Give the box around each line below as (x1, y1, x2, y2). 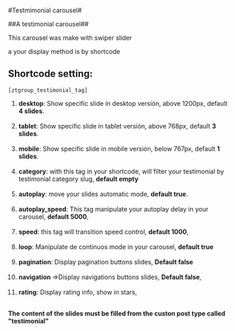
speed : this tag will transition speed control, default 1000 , (18, 227, 189, 236)
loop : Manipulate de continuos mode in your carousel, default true (18, 242, 214, 251)
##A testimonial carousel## (8, 20, 89, 28)
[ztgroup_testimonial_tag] (8, 87, 88, 94)
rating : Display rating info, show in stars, (18, 288, 138, 296)
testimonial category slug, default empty (18, 174, 139, 183)
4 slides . (18, 107, 45, 115)
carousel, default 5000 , (18, 212, 89, 221)
